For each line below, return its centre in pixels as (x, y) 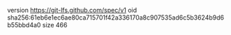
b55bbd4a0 (24, 25)
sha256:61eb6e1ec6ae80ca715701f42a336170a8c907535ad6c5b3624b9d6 (116, 17)
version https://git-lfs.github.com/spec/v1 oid (72, 10)
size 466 (55, 25)
